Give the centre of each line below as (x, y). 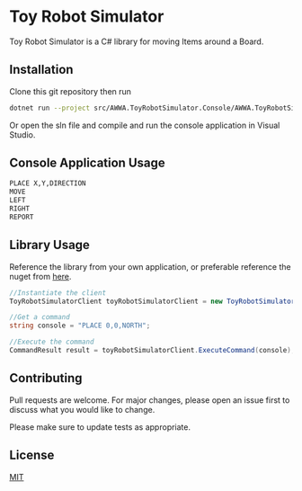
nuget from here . (40, 276)
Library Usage (49, 245)
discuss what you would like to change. (82, 409)
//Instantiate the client (58, 293)
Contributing (46, 378)
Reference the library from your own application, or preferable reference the (150, 266)
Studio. (22, 134)
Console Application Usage (87, 163)
